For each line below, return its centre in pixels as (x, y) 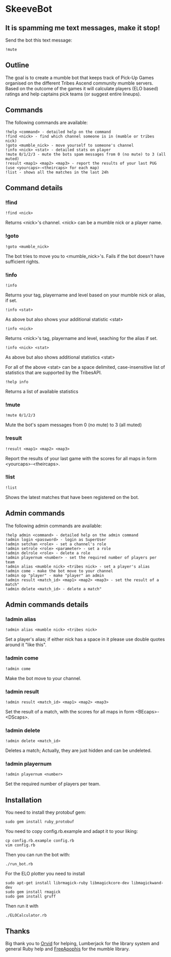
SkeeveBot (29, 9)
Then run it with (22, 906)
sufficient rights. (23, 262)
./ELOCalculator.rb (26, 915)
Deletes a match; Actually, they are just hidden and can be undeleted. (79, 751)
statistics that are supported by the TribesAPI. (54, 372)
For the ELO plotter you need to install (45, 874)
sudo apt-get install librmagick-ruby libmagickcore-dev (67, 883)
